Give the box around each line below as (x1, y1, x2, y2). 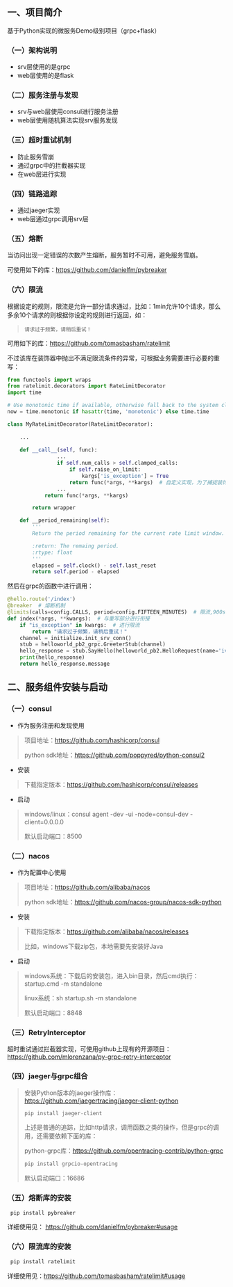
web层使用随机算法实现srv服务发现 (17, 116, 118, 125)
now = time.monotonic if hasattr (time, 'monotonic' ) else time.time (7, 408, 209, 415)
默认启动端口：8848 (24, 1008, 83, 1017)
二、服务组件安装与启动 (7, 681, 107, 694)
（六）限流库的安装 (7, 1242, 71, 1252)
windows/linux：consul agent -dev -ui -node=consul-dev (24, 810, 189, 818)
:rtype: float (32, 549, 73, 556)
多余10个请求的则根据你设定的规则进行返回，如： (7, 310, 148, 319)
